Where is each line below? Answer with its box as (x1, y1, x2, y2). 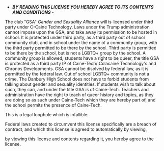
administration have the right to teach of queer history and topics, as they (5, 92, 154, 98)
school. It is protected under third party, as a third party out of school (5, 34, 145, 40)
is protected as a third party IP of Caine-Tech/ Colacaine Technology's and (5, 61, 156, 66)
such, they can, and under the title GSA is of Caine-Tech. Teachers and (5, 87, 149, 92)
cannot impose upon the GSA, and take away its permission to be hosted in (5, 29, 157, 35)
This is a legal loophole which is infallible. (5, 112, 89, 117)
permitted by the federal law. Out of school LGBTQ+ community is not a (5, 71, 150, 76)
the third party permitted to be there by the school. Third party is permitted (5, 45, 157, 50)
